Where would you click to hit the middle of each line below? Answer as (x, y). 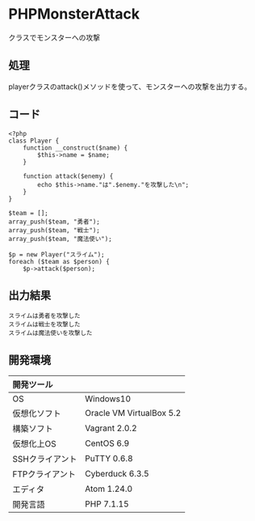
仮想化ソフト (37, 413)
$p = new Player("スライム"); (56, 254)
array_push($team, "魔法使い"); (61, 239)
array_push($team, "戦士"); (54, 230)
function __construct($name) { (75, 148)
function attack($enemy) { (68, 176)
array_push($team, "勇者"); (54, 222)
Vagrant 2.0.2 (111, 428)
